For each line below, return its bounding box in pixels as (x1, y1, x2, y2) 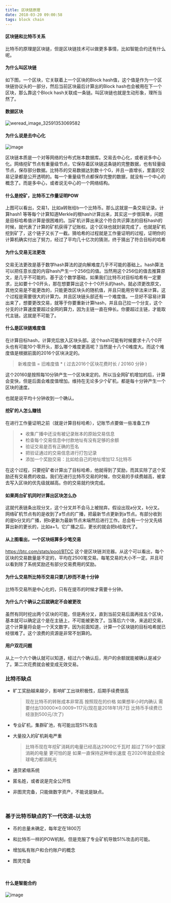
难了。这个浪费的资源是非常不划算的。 (14, 630, 95, 636)
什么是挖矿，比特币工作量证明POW (5, 192, 79, 198)
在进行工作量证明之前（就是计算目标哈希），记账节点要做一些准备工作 (5, 420, 150, 426)
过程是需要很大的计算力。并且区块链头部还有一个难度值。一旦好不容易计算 (9, 293, 166, 299)
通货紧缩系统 (12, 767, 40, 773)
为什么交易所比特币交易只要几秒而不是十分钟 (5, 574, 99, 580)
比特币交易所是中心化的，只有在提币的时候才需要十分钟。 (5, 586, 126, 592)
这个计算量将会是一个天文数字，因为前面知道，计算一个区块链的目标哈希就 (5, 624, 161, 630)
